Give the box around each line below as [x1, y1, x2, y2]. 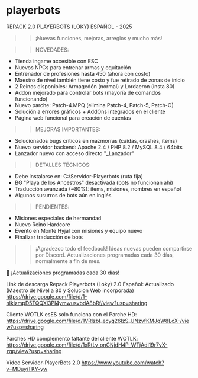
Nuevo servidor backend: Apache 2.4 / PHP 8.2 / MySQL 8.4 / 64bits [14, 143, 183, 150]
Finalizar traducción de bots [14, 233, 83, 241]
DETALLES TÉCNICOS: [35, 161, 91, 168]
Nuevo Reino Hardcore [14, 220, 70, 228]
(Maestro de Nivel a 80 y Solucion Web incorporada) [6, 287, 134, 294]
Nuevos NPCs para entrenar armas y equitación [14, 63, 131, 71]
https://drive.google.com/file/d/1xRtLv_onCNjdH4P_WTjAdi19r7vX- [6, 341, 168, 348]
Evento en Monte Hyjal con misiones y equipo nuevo [14, 227, 143, 234]
